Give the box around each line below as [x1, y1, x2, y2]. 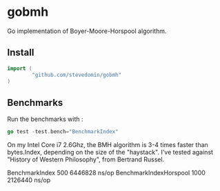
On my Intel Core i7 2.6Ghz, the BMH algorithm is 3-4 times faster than [7, 141, 208, 149]
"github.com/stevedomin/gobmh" [32, 71, 122, 78]
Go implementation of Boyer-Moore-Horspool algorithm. [7, 27, 167, 35]
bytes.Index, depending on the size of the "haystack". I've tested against [7, 148, 214, 157]
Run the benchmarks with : [7, 115, 84, 124]
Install [7, 47, 34, 58]
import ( [7, 65, 32, 72]
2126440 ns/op [7, 176, 50, 184]
